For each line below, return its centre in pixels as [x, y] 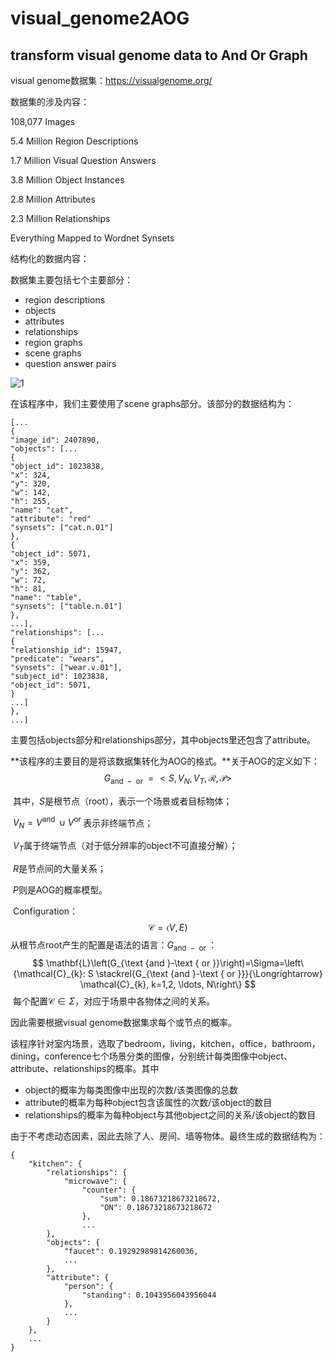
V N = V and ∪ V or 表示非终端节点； [83, 823]
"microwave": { [95, 1181]
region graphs [53, 342]
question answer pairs [70, 363]
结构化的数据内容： [50, 258]
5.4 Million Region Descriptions [74, 141]
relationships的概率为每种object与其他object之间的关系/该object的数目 [170, 1114]
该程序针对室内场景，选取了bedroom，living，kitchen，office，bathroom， [165, 1043]
